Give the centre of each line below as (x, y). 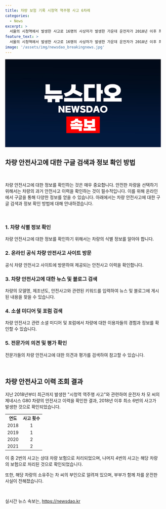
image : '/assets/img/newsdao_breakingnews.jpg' (55, 47)
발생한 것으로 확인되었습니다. (33, 407)
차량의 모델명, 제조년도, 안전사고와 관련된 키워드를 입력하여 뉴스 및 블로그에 (78, 291)
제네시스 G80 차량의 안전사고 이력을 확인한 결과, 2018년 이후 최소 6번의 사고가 (81, 401)
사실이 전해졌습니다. (24, 481)
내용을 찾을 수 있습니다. (33, 297)
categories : (17, 16)
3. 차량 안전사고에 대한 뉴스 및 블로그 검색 (51, 279)
